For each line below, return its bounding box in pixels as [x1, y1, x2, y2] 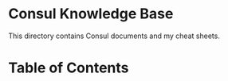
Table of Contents [8, 59, 129, 77]
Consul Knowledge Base [8, 5, 174, 23]
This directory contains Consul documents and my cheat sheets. [8, 31, 221, 40]
